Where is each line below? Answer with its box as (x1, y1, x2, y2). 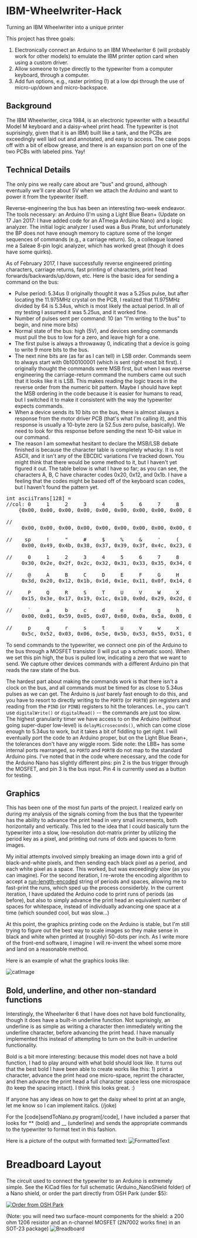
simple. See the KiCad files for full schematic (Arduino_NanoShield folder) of (6, 1184, 191, 1191)
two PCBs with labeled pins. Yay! (6, 148, 86, 155)
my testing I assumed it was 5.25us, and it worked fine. (14, 308, 148, 315)
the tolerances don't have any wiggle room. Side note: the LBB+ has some (6, 740, 185, 747)
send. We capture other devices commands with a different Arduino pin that (6, 660, 189, 667)
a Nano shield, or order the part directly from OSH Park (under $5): (6, 1190, 168, 1197)
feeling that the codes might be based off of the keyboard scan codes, (14, 477, 185, 484)
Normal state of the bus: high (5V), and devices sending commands (14, 327, 178, 334)
